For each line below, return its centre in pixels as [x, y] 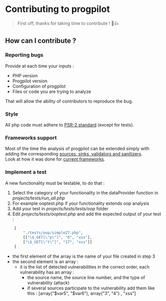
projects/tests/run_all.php [39, 198]
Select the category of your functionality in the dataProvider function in [85, 192]
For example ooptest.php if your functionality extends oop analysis [81, 203]
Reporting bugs [24, 55]
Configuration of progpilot [39, 86]
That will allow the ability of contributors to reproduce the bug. [69, 101]
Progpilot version [30, 81]
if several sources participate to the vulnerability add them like [91, 288]
